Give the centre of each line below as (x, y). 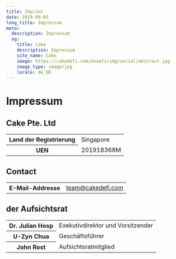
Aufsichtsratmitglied (87, 247)
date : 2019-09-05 (27, 17)
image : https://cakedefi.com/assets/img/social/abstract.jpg (93, 61)
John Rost (31, 247)
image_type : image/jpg (45, 67)
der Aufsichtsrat (37, 209)
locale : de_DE (34, 72)
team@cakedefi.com (95, 188)
